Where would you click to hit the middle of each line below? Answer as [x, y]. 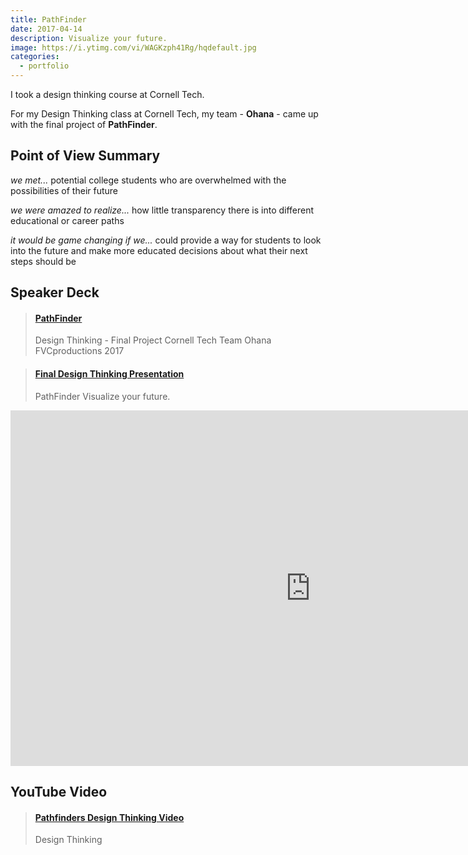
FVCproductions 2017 [79, 351]
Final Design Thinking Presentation [109, 374]
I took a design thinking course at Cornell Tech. [107, 94]
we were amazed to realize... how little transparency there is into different [162, 210]
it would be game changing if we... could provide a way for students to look [166, 240]
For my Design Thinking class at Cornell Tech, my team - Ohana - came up [164, 114]
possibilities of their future [64, 190]
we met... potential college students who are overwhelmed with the [148, 180]
